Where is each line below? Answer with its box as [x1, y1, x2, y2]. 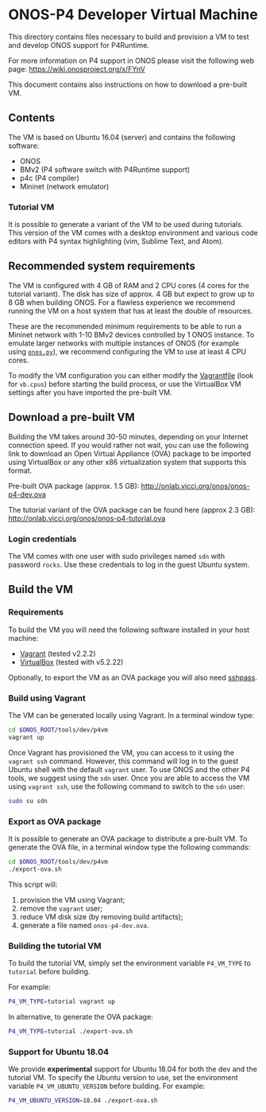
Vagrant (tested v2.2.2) [19, 649, 96, 658]
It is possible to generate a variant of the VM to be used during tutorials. [8, 220, 244, 229]
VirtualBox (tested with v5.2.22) [19, 657, 124, 666]
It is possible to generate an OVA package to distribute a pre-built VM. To [8, 833, 248, 843]
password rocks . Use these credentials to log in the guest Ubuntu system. [8, 560, 250, 569]
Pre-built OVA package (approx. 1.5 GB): [8, 481, 140, 490]
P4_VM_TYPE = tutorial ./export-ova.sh [8, 1027, 133, 1036]
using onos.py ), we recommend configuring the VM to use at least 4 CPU [8, 346, 247, 356]
